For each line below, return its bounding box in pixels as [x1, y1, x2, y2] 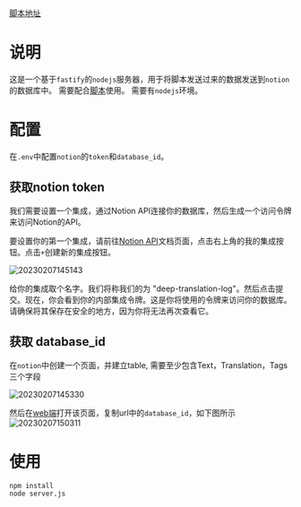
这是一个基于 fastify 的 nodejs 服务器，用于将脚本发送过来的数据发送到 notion [9, 73, 290, 84]
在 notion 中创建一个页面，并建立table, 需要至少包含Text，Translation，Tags [9, 359, 288, 370]
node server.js [9, 489, 66, 499]
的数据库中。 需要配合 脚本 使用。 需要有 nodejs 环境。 [9, 84, 203, 96]
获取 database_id [9, 334, 106, 349]
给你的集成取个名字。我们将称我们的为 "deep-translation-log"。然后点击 [9, 283, 276, 294]
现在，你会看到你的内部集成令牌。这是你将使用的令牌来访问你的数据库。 [24, 294, 292, 305]
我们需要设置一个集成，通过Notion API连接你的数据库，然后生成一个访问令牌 [9, 205, 292, 216]
